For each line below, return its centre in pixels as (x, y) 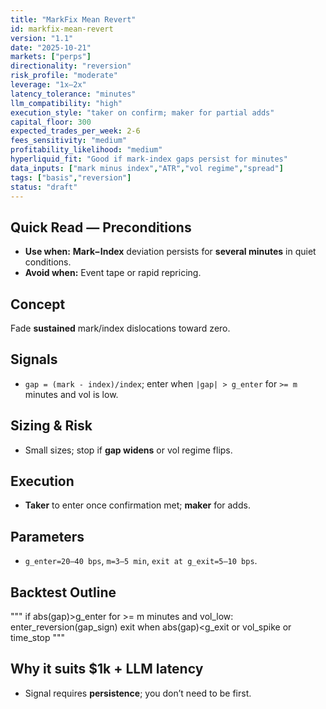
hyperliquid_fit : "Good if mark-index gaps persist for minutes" (149, 159)
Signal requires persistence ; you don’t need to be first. (138, 693)
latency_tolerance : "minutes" (73, 94)
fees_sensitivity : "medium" (69, 141)
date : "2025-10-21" (51, 47)
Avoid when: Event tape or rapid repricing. (113, 273)
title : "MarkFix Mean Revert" (73, 19)
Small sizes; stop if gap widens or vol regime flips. (128, 450)
